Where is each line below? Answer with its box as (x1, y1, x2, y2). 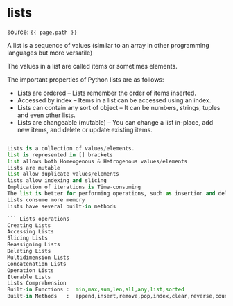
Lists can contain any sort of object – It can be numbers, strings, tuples (17, 103, 221, 111)
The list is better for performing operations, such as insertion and (7, 190, 216, 197)
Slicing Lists (7, 235, 49, 242)
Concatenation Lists (7, 260, 67, 267)
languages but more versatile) (7, 48, 93, 57)
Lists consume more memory (7, 196, 85, 204)
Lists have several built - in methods (7, 203, 116, 210)
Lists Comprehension (7, 280, 67, 287)
